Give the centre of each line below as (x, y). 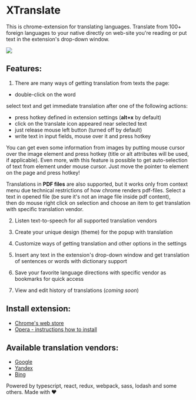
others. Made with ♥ (31, 392)
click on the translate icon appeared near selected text (81, 123)
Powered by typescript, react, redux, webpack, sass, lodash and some (92, 386)
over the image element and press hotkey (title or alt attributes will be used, (98, 153)
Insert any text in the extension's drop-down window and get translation (102, 255)
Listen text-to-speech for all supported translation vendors (86, 220)
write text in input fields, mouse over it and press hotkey (83, 136)
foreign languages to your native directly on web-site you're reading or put (97, 32)
